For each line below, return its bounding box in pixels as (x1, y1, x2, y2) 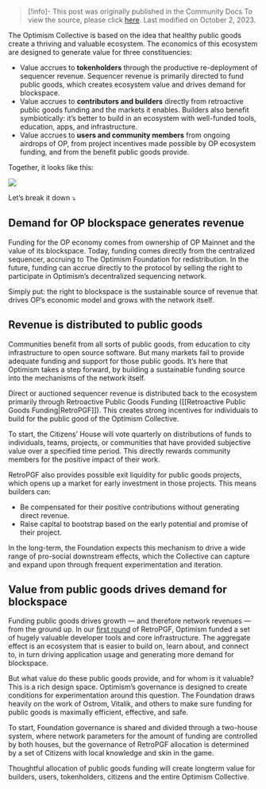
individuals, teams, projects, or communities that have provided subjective (8, 437, 252, 447)
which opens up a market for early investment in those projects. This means (8, 478, 256, 488)
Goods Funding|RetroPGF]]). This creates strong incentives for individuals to (8, 405, 258, 415)
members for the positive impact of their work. (8, 454, 160, 464)
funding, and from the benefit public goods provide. (19, 147, 190, 157)
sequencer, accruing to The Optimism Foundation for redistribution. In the (8, 254, 249, 264)
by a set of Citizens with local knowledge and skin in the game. (8, 748, 214, 758)
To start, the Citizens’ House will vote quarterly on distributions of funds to (8, 429, 253, 439)
